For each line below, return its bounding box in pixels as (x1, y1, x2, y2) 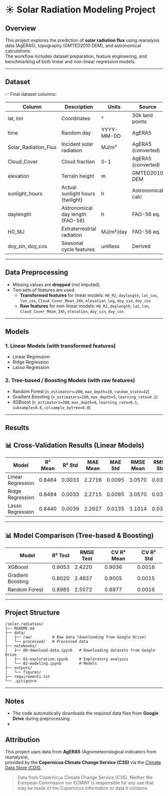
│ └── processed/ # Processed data (5, 639, 88, 644)
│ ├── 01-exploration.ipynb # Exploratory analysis (5, 657, 128, 662)
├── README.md (5, 626, 35, 631)
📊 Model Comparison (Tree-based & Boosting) (5, 531, 154, 540)
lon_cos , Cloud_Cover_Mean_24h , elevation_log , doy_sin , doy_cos (19, 297, 151, 303)
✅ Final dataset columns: (5, 91, 56, 97)
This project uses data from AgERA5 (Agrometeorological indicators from (5, 749, 156, 755)
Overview (5, 24, 36, 33)
